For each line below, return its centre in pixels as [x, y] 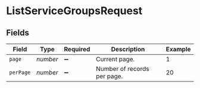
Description [128, 49]
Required [77, 49]
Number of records [123, 69]
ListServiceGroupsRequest [74, 11]
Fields [18, 33]
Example [178, 49]
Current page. [115, 59]
